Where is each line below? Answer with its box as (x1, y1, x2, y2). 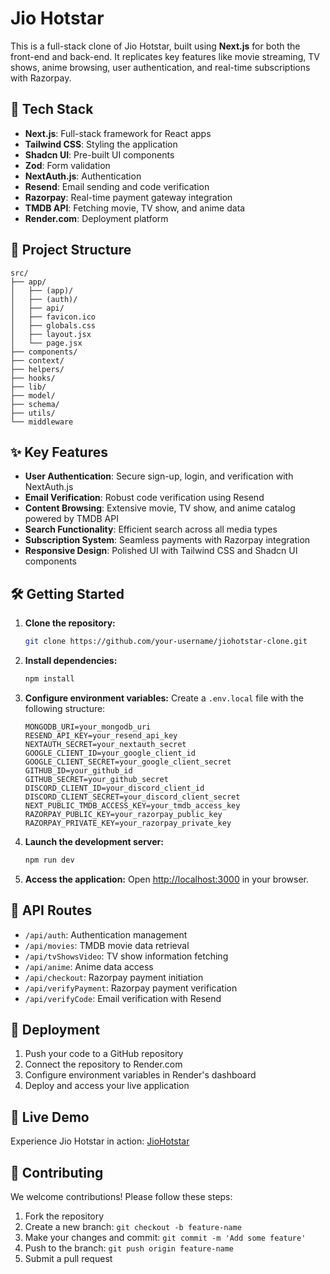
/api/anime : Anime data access (24, 960, 154, 972)
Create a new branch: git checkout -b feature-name (24, 1221, 242, 1233)
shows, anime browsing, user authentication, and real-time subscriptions (10, 61, 311, 73)
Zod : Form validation (24, 159, 111, 171)
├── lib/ (10, 382, 47, 392)
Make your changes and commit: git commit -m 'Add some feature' (24, 1232, 307, 1244)
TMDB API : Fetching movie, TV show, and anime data (24, 202, 246, 214)
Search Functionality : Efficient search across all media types (24, 523, 278, 536)
